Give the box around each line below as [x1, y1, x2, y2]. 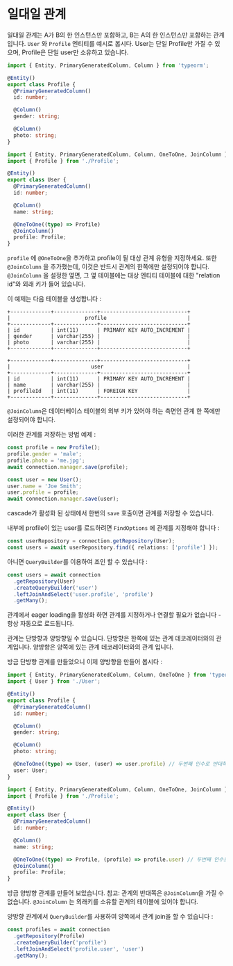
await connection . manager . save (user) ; [7, 495, 119, 503]
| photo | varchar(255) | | [7, 339, 191, 346]
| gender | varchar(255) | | [7, 333, 191, 340]
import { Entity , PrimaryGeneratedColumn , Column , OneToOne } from [7, 672, 207, 679]
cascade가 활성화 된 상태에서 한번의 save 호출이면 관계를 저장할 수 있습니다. [7, 509, 214, 517]
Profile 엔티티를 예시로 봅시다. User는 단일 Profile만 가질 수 [49, 39, 214, 47]
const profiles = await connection [7, 926, 110, 933]
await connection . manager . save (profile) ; [7, 463, 129, 470]
